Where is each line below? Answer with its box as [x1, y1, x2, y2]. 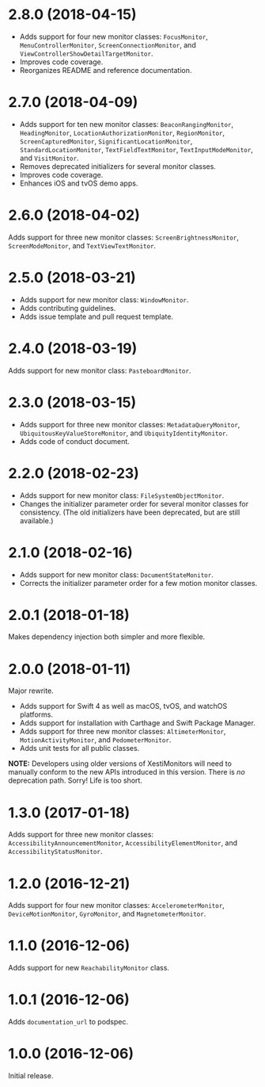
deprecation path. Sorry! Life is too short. [8, 775, 142, 786]
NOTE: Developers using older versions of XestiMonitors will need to [8, 759, 232, 768]
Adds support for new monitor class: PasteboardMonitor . [8, 366, 191, 375]
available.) [19, 515, 54, 525]
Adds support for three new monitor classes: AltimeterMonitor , [19, 727, 226, 737]
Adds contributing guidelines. [19, 303, 116, 312]
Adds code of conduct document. [19, 436, 131, 446]
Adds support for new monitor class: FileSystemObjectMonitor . [19, 490, 225, 500]
